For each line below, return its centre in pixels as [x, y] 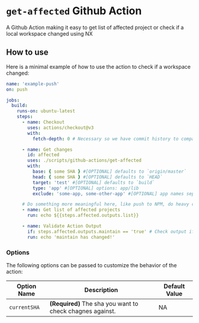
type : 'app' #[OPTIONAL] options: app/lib [86, 188]
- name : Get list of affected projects [71, 210]
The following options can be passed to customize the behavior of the [92, 265]
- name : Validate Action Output [62, 226]
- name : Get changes [47, 150]
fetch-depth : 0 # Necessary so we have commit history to [105, 139]
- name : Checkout [43, 122]
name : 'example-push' [33, 84]
